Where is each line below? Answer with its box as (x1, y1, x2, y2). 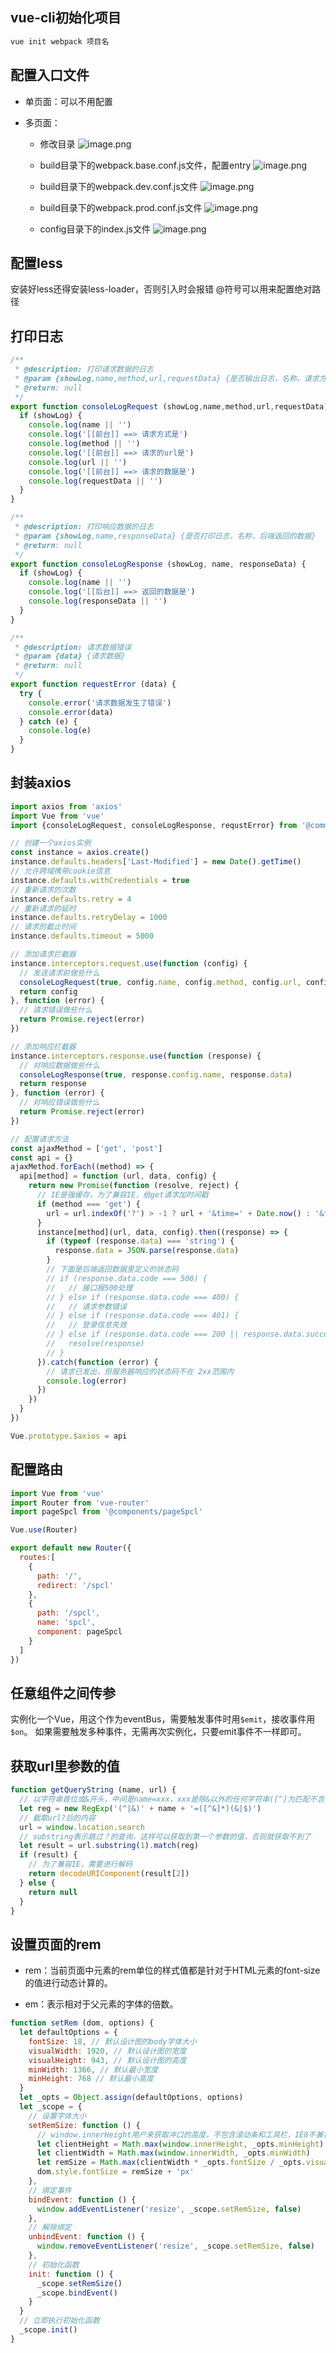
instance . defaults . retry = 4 (10, 894, 132, 904)
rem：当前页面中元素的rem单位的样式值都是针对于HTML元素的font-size (24, 1964, 321, 1977)
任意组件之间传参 (10, 1684, 116, 1702)
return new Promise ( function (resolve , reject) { (28, 1181, 240, 1191)
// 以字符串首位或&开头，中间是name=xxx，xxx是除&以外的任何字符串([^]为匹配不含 (19, 1794, 325, 1804)
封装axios (10, 774, 72, 792)
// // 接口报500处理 (46, 1283, 133, 1293)
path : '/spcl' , (36, 1608, 101, 1618)
